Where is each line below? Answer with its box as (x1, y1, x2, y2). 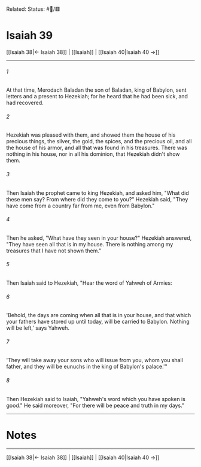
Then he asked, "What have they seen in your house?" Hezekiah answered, (6, 234, 192, 242)
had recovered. (6, 99, 44, 107)
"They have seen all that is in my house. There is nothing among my (6, 240, 173, 248)
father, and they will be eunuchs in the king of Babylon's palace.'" (6, 363, 167, 370)
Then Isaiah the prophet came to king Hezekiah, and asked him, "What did (6, 189, 190, 197)
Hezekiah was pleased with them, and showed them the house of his (6, 131, 176, 138)
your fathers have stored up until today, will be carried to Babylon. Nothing (6, 318, 190, 326)
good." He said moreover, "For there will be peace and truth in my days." (6, 402, 185, 409)
